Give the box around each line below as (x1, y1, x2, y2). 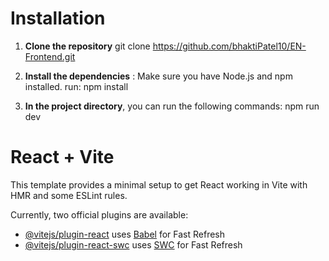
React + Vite (10, 146, 115, 169)
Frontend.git (24, 50, 76, 62)
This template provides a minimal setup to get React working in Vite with (10, 178, 308, 191)
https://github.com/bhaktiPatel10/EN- (152, 40, 307, 52)
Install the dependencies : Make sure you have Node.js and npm (24, 70, 293, 82)
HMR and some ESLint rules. (10, 189, 128, 201)
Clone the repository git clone (24, 40, 151, 52)
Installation (10, 7, 106, 30)
